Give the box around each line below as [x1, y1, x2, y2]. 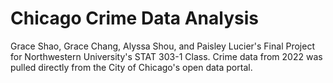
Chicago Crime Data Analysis [10, 7, 259, 30]
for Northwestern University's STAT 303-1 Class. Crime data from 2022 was [10, 50, 323, 62]
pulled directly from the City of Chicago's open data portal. [10, 61, 253, 73]
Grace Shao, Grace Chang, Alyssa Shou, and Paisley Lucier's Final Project [10, 40, 315, 52]
